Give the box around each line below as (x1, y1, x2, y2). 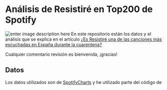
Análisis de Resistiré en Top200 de (5, 4, 153, 15)
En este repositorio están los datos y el (71, 31, 151, 37)
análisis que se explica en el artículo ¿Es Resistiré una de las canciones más (5, 36, 162, 42)
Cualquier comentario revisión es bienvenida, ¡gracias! (5, 51, 118, 57)
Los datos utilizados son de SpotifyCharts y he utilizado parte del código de (5, 79, 162, 85)
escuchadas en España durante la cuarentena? (5, 41, 102, 47)
